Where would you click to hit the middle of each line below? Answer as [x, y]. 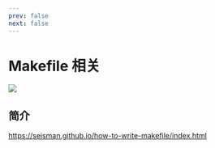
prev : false [28, 16]
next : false [28, 23]
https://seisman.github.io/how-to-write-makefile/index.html [107, 136]
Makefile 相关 [54, 66]
